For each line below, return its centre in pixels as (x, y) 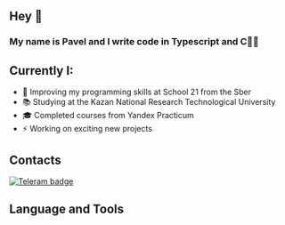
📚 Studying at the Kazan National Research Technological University (149, 102)
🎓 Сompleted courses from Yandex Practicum (108, 116)
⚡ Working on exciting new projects (87, 129)
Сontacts (36, 160)
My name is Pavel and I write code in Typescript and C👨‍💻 (134, 42)
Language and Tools (67, 209)
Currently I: (41, 71)
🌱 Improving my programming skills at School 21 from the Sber (137, 92)
